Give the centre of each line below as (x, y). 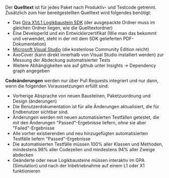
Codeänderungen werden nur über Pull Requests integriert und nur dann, (82, 81)
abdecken (23, 155)
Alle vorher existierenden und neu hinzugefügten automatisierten (80, 133)
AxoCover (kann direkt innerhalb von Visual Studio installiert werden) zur (88, 55)
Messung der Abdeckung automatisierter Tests (61, 60)
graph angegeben (31, 71)
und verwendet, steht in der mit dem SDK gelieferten (67, 38)
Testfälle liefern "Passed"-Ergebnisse (51, 139)
